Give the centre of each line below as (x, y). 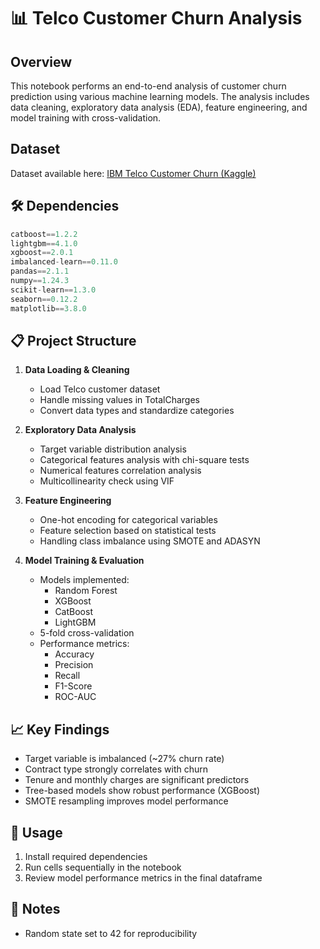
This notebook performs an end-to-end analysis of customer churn (148, 86)
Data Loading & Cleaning (77, 370)
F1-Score (73, 686)
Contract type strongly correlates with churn (116, 769)
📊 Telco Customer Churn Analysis (156, 18)
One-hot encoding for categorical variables (128, 520)
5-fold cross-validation (87, 633)
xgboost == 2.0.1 (42, 253)
